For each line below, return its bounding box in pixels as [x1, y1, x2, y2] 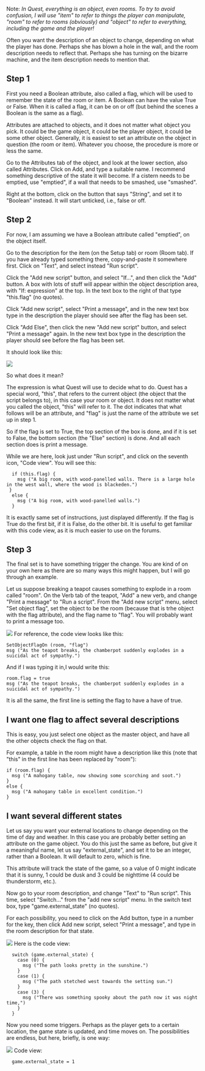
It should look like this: [6, 348, 63, 356]
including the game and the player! [6, 24, 95, 32]
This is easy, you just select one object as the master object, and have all [6, 731, 190, 738]
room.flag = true [6, 675, 51, 682]
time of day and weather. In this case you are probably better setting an [6, 833, 186, 841]
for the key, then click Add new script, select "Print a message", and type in [6, 921, 196, 928]
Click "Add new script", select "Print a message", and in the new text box [6, 305, 189, 312]
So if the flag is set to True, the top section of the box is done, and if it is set [6, 428, 197, 435]
